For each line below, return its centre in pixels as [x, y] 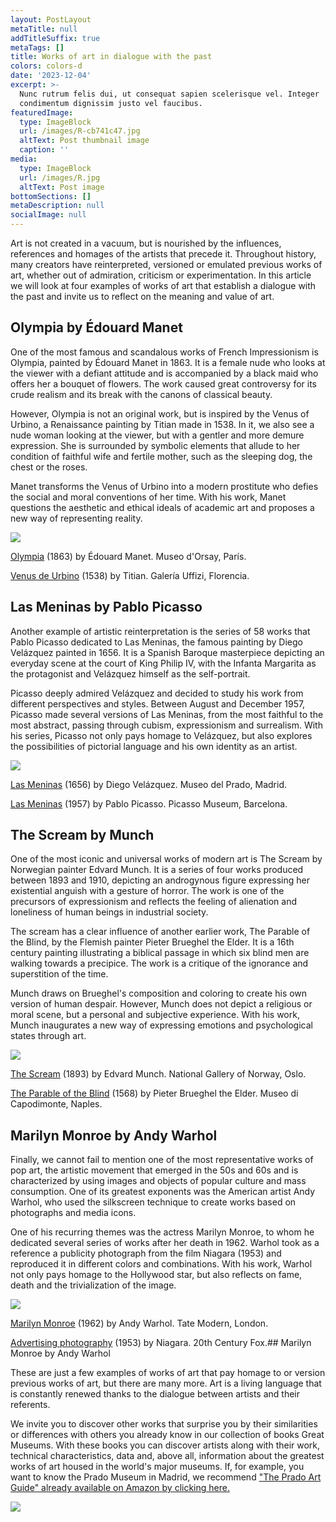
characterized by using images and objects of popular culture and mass [158, 1181]
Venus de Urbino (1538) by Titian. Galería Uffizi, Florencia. [130, 575]
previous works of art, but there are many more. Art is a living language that [166, 1383]
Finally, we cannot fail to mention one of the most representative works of [162, 1160]
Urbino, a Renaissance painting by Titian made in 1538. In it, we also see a [162, 424]
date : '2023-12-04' [51, 76]
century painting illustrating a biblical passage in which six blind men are [160, 953]
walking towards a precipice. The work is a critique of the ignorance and [159, 963]
